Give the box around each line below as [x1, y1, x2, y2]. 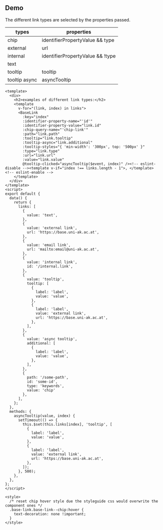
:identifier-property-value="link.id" [22, 123, 102, 128]
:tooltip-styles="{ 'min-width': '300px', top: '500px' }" [22, 144, 145, 149]
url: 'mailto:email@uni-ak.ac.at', [26, 246, 99, 252]
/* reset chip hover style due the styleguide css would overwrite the [9, 499, 159, 504]
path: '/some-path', [26, 375, 69, 380]
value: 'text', [26, 212, 58, 218]
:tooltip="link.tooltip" [22, 136, 73, 141]
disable [5, 165, 21, 170]
